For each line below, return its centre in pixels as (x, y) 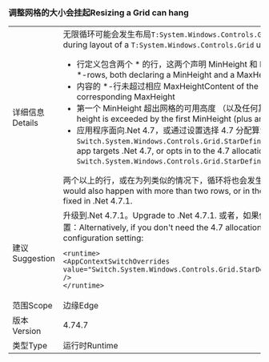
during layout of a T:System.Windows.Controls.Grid (159, 45)
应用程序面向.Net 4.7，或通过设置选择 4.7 (155, 131)
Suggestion (34, 259)
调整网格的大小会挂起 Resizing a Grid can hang (99, 12)
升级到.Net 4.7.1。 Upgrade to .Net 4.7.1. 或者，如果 (161, 215)
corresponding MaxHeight (126, 97)
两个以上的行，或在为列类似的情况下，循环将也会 (155, 180)
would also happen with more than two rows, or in (157, 191)
